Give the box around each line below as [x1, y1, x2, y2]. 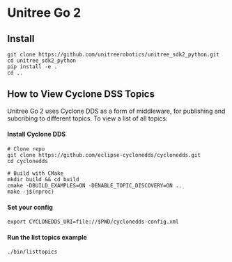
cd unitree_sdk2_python [7, 57, 77, 64]
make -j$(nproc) [7, 188, 54, 196]
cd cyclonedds [7, 158, 49, 165]
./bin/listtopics [7, 249, 58, 256]
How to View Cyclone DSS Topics [7, 88, 155, 100]
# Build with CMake [7, 170, 64, 177]
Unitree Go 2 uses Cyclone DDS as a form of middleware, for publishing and [7, 107, 226, 115]
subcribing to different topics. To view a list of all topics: [7, 114, 168, 123]
